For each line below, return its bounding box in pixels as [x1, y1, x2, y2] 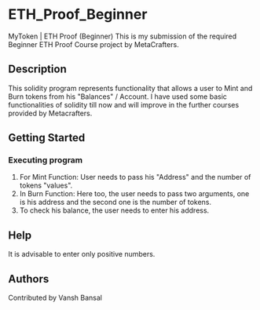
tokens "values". [19, 181, 73, 190]
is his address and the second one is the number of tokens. [19, 198, 212, 207]
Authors [8, 272, 49, 286]
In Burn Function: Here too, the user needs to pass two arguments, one [19, 189, 250, 199]
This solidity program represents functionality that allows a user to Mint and [8, 83, 253, 93]
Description [8, 63, 67, 76]
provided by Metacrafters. [8, 108, 93, 118]
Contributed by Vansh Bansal [8, 293, 102, 303]
